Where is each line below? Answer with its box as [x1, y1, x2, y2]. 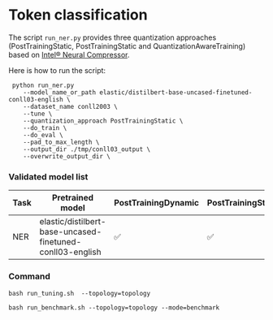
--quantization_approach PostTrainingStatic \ [23, 116, 184, 125]
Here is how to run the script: [8, 65, 106, 75]
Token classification [8, 6, 148, 24]
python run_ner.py [11, 81, 75, 89]
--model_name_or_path [23, 88, 96, 97]
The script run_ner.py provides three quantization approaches [8, 32, 217, 42]
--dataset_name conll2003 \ [23, 102, 118, 110]
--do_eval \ [23, 131, 63, 139]
